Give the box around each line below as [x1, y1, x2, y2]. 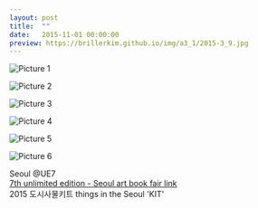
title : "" [9, 22, 51, 31]
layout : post [9, 13, 59, 23]
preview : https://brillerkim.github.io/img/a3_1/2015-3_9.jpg [9, 38, 249, 48]
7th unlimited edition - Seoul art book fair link [9, 178, 178, 189]
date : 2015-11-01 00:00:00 [9, 30, 119, 39]
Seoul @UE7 [9, 168, 56, 179]
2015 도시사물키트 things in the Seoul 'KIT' [9, 189, 165, 200]
